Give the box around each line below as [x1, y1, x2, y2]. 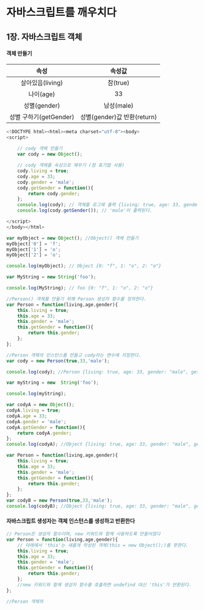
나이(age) [28, 89, 56, 98]
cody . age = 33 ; [17, 173, 56, 179]
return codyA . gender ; [17, 430, 72, 436]
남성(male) [103, 101, 134, 109]
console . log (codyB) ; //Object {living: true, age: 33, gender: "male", [6, 503, 191, 510]
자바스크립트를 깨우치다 [6, 5, 117, 19]
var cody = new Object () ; [17, 151, 83, 158]
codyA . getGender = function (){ [6, 424, 86, 431]
